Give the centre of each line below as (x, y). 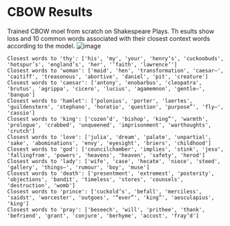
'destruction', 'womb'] (41, 185)
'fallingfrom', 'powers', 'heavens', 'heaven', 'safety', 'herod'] (106, 155)
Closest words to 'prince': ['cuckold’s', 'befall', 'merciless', (105, 191)
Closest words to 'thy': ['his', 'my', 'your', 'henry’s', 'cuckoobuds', (116, 58)
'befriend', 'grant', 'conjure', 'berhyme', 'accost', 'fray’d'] (103, 216)
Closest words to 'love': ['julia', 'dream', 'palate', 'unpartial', (109, 137)
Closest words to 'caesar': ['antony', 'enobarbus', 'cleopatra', (105, 83)
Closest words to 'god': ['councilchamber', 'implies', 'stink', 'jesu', (116, 149)
